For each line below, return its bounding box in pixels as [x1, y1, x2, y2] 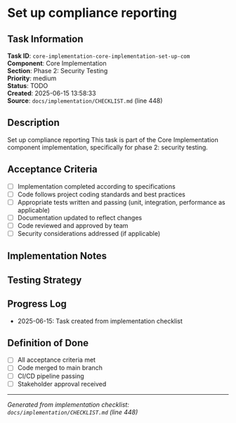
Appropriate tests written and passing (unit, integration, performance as [17, 198, 226, 206]
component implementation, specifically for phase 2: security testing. [7, 143, 209, 151]
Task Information [7, 33, 84, 45]
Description [7, 117, 60, 129]
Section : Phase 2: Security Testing [7, 67, 108, 75]
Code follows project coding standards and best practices [17, 190, 186, 198]
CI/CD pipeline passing [17, 372, 84, 380]
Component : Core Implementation [7, 59, 107, 68]
